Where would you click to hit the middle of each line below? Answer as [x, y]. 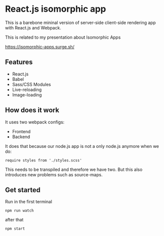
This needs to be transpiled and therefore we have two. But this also [74, 169]
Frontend [21, 131]
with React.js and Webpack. [33, 27]
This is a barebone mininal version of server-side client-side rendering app [80, 23]
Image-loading [27, 94]
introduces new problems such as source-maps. [54, 174]
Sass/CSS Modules [32, 84]
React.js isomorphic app [56, 9]
